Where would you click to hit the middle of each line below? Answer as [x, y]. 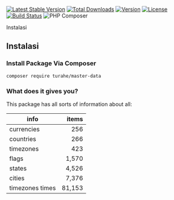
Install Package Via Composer [51, 63]
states [18, 168]
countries [23, 139]
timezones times [33, 188]
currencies [25, 129]
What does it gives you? [42, 91]
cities [17, 178]
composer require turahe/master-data [54, 76]
